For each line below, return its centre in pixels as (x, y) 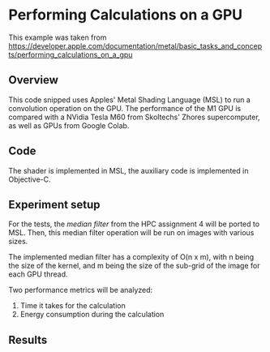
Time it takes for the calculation (73, 306)
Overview (34, 80)
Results (28, 339)
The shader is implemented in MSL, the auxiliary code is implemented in (129, 170)
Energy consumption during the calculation (92, 315)
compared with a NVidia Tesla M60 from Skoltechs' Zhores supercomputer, (135, 117)
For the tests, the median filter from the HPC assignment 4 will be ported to (134, 224)
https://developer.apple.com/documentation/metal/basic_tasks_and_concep (135, 45)
